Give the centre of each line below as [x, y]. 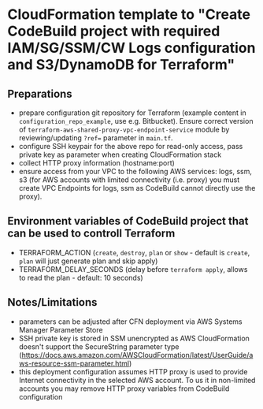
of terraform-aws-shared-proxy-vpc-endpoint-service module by [124, 129]
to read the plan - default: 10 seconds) [81, 277]
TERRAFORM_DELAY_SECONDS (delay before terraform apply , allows [133, 269]
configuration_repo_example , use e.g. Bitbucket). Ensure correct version [136, 121]
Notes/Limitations [52, 302]
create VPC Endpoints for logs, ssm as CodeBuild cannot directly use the [137, 188]
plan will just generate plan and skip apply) [88, 261]
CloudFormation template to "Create [129, 15]
